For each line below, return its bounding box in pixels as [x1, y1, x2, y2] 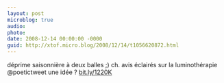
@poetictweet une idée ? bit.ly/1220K [7, 68, 112, 76]
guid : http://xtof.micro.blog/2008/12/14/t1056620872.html [7, 42, 179, 49]
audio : [7, 23, 26, 29]
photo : [7, 29, 26, 36]
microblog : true [7, 16, 53, 23]
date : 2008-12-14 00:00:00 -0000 [7, 36, 103, 43]
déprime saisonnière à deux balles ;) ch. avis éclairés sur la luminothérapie [7, 61, 218, 69]
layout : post [7, 10, 45, 17]
